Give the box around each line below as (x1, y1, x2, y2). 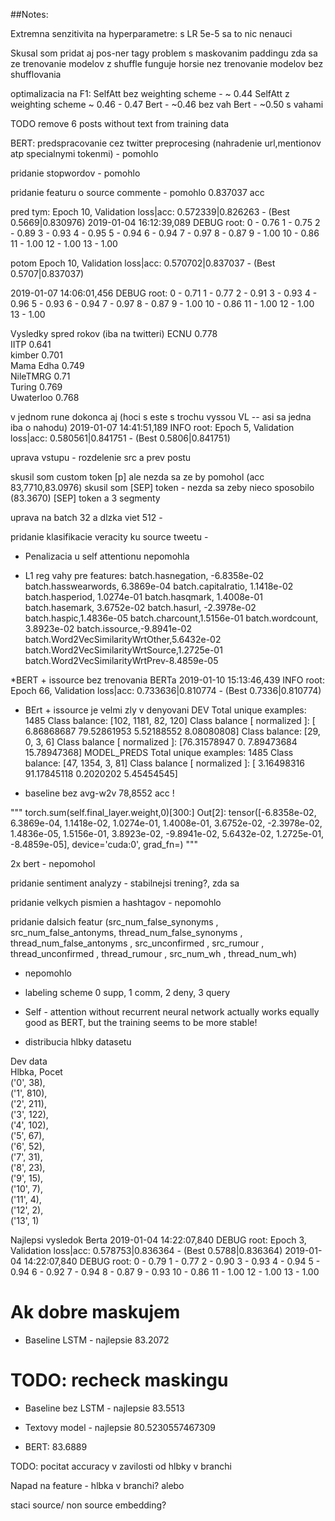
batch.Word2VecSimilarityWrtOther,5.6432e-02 (24, 634, 222, 645)
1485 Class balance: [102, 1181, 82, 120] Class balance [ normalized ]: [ (24, 715, 316, 726)
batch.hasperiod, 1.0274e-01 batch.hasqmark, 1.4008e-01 (24, 591, 263, 603)
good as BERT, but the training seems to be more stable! (24, 1017, 258, 1028)
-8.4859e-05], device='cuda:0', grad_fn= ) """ (10, 839, 199, 850)
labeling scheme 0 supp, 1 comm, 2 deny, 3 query (24, 987, 231, 998)
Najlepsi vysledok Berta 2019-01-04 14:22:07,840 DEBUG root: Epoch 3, (10, 1234, 307, 1246)
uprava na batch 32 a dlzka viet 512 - (10, 512, 163, 523)
